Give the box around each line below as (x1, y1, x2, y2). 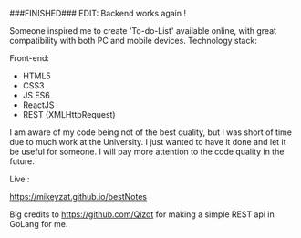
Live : (9, 173, 30, 184)
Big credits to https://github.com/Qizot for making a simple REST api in (9, 209, 275, 220)
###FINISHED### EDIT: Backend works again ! (9, 8, 187, 18)
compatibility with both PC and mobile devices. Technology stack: (9, 36, 257, 46)
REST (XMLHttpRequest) (22, 109, 116, 119)
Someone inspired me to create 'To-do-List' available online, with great (9, 26, 276, 36)
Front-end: (9, 53, 50, 63)
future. (9, 156, 35, 167)
